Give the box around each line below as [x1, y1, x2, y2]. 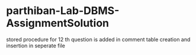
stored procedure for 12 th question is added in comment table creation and [6, 36, 191, 43]
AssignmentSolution [6, 16, 110, 30]
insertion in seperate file [6, 42, 65, 49]
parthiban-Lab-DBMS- [6, 4, 120, 18]
